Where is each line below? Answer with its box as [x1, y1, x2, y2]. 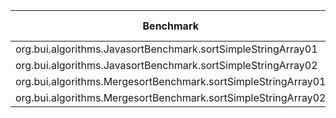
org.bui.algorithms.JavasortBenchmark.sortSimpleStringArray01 [15, 42, 318, 56]
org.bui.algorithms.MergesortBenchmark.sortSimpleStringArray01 [15, 75, 327, 88]
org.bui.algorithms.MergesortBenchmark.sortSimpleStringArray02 [15, 91, 327, 104]
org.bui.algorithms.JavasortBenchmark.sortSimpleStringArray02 [15, 59, 318, 72]
